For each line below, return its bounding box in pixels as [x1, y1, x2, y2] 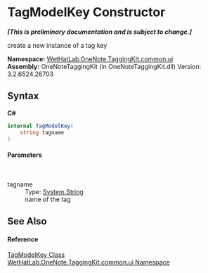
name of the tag [25, 195, 72, 203]
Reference [7, 235, 39, 243]
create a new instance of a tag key [7, 41, 108, 49]
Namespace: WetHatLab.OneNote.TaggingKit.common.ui [7, 54, 174, 63]
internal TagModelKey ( [7, 122, 74, 129]
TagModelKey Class [7, 250, 65, 259]
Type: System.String [25, 187, 84, 196]
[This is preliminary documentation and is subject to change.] [7, 27, 192, 36]
